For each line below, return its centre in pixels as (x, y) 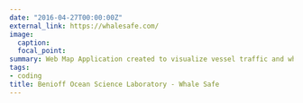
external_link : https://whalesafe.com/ (84, 26)
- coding (26, 76)
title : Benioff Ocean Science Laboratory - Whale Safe (115, 84)
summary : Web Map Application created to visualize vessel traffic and (147, 59)
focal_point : (42, 51)
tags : (19, 68)
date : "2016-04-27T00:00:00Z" (66, 17)
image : (22, 34)
